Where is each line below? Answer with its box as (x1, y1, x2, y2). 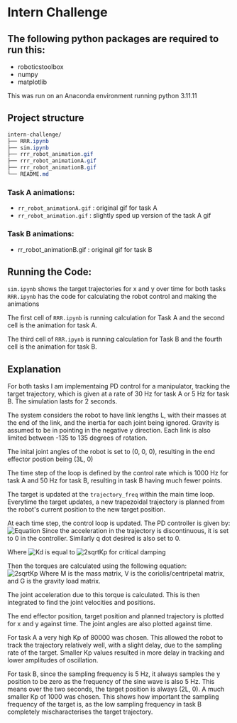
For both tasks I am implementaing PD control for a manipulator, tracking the (7, 382, 231, 391)
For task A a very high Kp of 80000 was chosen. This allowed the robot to (7, 633, 224, 642)
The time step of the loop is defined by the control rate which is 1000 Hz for (7, 469, 228, 477)
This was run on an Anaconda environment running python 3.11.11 (7, 92, 197, 100)
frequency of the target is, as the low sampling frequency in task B (7, 700, 202, 709)
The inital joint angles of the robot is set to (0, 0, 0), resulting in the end (7, 448, 215, 456)
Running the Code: (7, 265, 92, 278)
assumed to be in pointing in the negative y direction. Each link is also (7, 426, 211, 435)
